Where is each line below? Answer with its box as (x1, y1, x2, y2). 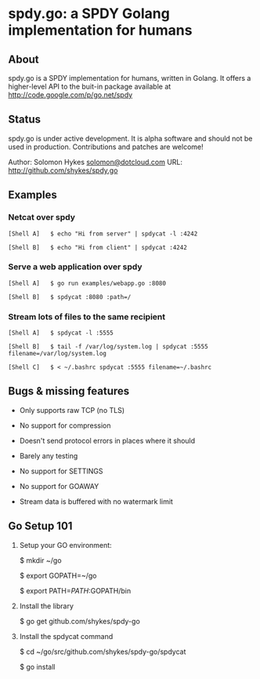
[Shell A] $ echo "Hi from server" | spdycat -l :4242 (8, 229, 198, 238)
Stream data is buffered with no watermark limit (19, 496, 174, 506)
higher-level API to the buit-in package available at (8, 82, 172, 91)
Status (8, 113, 42, 126)
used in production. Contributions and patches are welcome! (8, 142, 204, 151)
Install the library (19, 601, 74, 611)
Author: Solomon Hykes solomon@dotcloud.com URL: (8, 157, 182, 166)
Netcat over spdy (8, 212, 76, 223)
